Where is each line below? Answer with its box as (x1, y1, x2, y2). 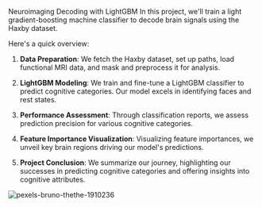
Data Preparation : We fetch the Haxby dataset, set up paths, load (19, 55, 235, 63)
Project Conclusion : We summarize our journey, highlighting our (19, 158, 232, 167)
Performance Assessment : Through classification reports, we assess (19, 110, 249, 120)
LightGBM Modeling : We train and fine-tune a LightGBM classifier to (19, 79, 245, 87)
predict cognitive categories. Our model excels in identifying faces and (19, 86, 252, 96)
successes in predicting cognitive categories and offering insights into (19, 167, 250, 175)
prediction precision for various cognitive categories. (19, 119, 193, 128)
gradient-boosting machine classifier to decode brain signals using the (8, 15, 240, 25)
